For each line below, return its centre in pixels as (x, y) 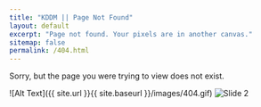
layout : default (39, 26)
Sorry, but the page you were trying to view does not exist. (117, 76)
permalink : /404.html (49, 51)
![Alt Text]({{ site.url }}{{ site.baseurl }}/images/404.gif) (111, 94)
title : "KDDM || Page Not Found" (71, 17)
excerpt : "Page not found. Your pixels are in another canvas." (131, 34)
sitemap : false (37, 42)
